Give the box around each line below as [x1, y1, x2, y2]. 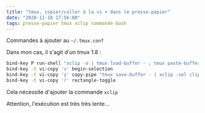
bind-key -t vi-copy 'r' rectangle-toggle [6, 77, 116, 83]
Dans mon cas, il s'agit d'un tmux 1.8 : [6, 49, 102, 56]
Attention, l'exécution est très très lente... [6, 100, 110, 107]
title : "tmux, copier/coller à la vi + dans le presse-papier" [6, 9, 171, 15]
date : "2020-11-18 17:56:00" [6, 15, 81, 21]
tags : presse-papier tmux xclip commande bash [6, 20, 127, 26]
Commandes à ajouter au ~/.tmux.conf [6, 37, 104, 44]
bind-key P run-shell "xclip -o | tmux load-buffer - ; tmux [6, 60, 165, 67]
